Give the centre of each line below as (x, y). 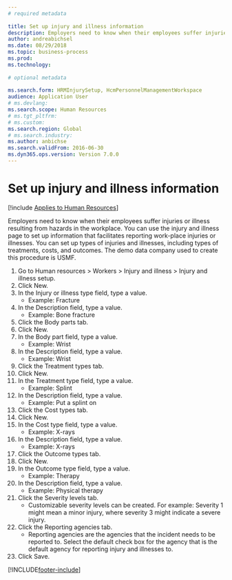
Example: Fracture (54, 300)
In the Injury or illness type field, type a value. (82, 293)
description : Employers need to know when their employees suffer (105, 33)
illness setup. (36, 278)
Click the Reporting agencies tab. (65, 527)
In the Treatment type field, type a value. (75, 380)
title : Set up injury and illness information (76, 26)
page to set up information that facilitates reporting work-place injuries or (112, 236)
